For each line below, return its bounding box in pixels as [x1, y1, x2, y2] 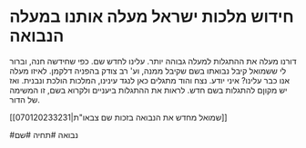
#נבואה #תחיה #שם [9, 129, 79, 140]
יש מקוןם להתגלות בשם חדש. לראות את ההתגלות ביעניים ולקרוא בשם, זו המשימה [9, 84, 288, 95]
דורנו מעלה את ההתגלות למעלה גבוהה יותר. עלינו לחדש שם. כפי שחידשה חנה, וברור [9, 55, 297, 66]
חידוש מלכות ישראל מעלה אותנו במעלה [9, 6, 294, 27]
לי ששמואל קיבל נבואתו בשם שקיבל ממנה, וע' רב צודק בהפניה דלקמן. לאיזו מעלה [9, 65, 287, 76]
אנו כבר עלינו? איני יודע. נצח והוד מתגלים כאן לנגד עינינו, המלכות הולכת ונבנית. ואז [9, 74, 290, 85]
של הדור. [9, 94, 41, 105]
